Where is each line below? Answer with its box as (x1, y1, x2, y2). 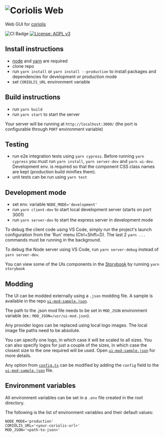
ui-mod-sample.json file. (5, 367, 54, 373)
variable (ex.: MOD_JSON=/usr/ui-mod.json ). (5, 313, 90, 319)
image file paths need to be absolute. (5, 328, 81, 333)
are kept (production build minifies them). (12, 169, 96, 175)
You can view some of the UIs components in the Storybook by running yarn (5, 261, 160, 267)
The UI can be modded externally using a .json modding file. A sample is (5, 293, 153, 299)
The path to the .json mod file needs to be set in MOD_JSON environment (5, 307, 147, 313)
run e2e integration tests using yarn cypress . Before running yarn (12, 153, 144, 159)
